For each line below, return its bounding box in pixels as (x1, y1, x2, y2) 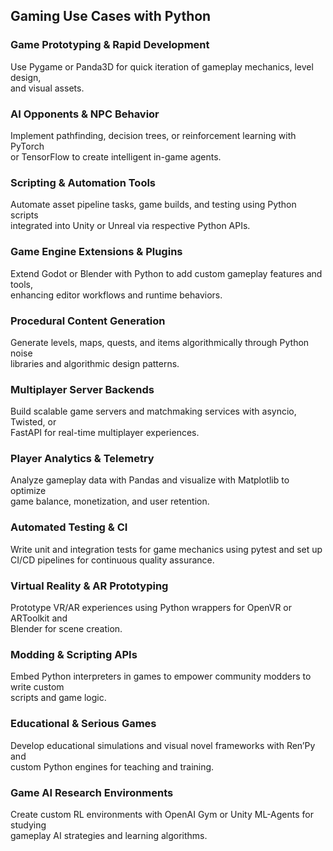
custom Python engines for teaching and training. (10, 760, 215, 773)
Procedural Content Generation (10, 314, 166, 328)
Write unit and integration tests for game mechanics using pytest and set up (10, 543, 323, 555)
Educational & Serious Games (10, 717, 157, 731)
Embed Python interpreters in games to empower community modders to (10, 670, 312, 683)
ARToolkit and (10, 612, 68, 624)
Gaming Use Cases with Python (10, 8, 212, 25)
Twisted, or (10, 416, 57, 428)
